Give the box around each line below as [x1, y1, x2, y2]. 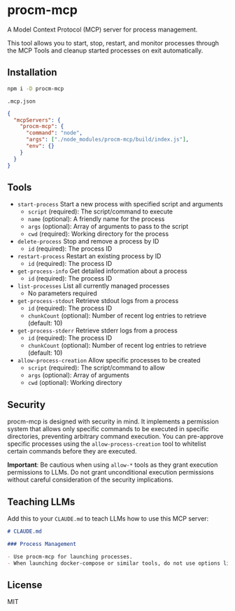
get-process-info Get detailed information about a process [17, 267, 187, 275]
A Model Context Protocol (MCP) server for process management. [7, 25, 198, 34]
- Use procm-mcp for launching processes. [7, 553, 133, 560]
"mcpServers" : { [13, 116, 61, 124]
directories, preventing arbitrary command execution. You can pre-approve [7, 433, 224, 441]
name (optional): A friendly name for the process [27, 215, 165, 223]
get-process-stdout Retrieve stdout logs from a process [17, 297, 179, 305]
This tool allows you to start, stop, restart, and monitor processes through [7, 38, 219, 47]
